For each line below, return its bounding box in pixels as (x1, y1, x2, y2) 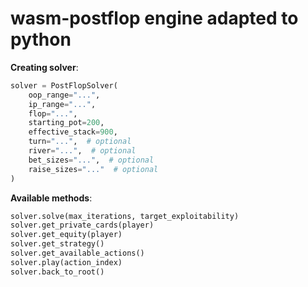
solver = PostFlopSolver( (10, 80, 118, 91)
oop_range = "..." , (28, 90, 101, 100)
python (10, 28, 72, 51)
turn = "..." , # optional (28, 137, 132, 147)
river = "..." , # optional (28, 146, 137, 156)
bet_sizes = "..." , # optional (28, 155, 155, 165)
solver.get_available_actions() (10, 248, 145, 259)
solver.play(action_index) (10, 257, 123, 267)
